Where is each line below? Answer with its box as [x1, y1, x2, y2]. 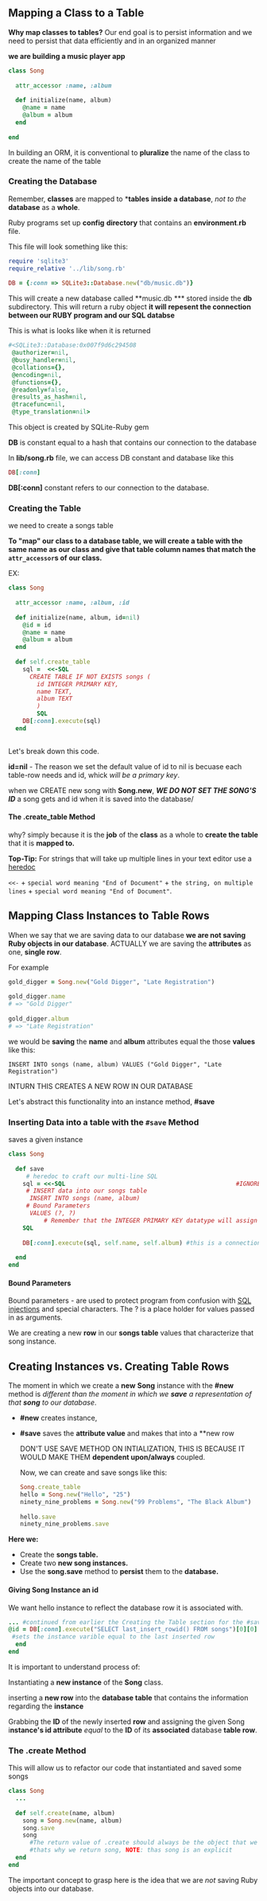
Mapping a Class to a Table [8, 6, 145, 20]
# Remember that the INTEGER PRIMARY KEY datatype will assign [43, 1216, 258, 1224]
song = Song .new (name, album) [22, 1817, 123, 1825]
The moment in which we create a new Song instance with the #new [8, 1381, 234, 1390]
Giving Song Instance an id [8, 1584, 99, 1594]
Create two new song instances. [19, 1558, 129, 1568]
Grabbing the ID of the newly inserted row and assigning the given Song [8, 1716, 245, 1726]
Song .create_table [19, 1483, 81, 1491]
